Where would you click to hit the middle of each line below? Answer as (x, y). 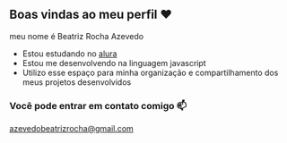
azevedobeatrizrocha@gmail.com (72, 129)
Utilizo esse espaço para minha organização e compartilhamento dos (150, 72)
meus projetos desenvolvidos (77, 82)
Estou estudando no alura (70, 54)
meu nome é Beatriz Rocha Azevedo (77, 36)
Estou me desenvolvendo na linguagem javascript (114, 63)
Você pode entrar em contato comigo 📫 (98, 105)
